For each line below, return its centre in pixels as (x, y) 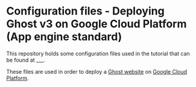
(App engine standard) (64, 37)
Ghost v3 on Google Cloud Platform (96, 24)
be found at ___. (26, 60)
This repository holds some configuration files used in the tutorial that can (98, 53)
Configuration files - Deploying (85, 11)
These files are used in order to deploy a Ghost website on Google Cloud (97, 71)
